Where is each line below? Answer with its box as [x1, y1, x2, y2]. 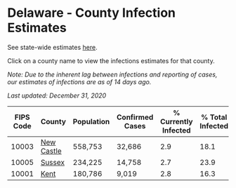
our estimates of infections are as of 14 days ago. [7, 77, 152, 86]
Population [72, 116, 110, 126]
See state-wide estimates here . [7, 43, 98, 51]
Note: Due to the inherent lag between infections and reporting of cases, [7, 70, 218, 79]
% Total [201, 112, 228, 122]
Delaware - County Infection [7, 5, 176, 21]
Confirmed [116, 112, 154, 122]
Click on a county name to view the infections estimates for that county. [7, 56, 216, 65]
